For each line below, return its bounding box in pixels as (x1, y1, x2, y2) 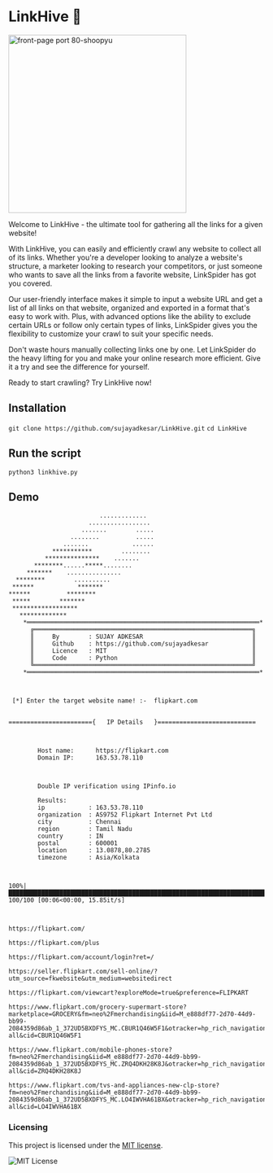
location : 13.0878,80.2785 (37, 847, 151, 855)
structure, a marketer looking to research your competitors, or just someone (8, 260, 262, 271)
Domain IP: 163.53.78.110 (37, 754, 144, 762)
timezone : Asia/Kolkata (37, 854, 140, 862)
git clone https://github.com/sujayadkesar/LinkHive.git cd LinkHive (8, 424, 248, 432)
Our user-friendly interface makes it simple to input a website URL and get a (8, 294, 263, 304)
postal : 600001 (37, 839, 118, 847)
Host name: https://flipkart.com (37, 746, 169, 755)
